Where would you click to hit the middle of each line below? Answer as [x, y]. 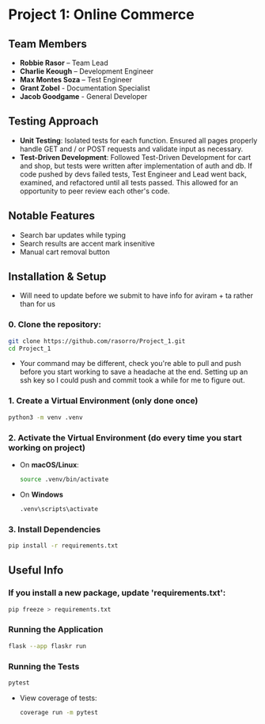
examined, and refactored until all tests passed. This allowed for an [129, 182]
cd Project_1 [30, 349]
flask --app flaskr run [47, 646]
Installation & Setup [57, 277]
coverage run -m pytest [59, 712]
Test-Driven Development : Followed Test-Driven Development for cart [135, 157]
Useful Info [36, 571]
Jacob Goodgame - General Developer [83, 96]
